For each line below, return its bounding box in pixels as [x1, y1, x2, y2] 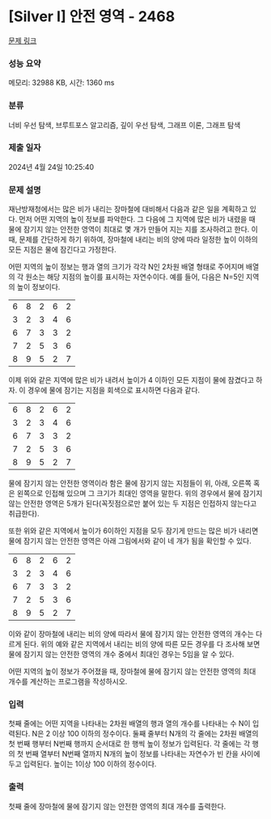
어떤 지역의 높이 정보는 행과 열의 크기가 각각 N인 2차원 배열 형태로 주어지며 [8, 262, 244, 272]
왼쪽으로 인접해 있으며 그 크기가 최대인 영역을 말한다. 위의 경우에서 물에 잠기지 [16, 489, 263, 499]
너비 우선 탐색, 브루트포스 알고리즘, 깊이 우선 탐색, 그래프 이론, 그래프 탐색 [8, 120, 241, 129]
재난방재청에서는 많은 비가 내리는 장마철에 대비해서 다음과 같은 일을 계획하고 [8, 204, 248, 214]
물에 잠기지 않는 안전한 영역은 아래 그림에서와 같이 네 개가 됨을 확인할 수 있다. [8, 536, 252, 546]
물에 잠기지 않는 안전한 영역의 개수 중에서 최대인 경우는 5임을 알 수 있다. [8, 649, 235, 660]
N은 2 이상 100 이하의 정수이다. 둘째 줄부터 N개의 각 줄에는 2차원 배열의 [32, 729, 259, 739]
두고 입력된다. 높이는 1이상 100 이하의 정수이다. [8, 759, 157, 769]
